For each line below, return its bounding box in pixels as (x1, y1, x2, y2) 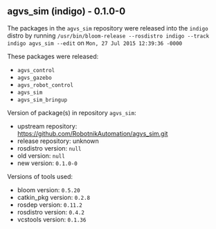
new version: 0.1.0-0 (17, 159, 78, 167)
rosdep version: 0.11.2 (17, 201, 83, 209)
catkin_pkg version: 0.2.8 (17, 193, 91, 201)
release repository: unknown (17, 137, 99, 145)
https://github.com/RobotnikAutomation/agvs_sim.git (17, 129, 168, 137)
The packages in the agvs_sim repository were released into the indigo (7, 24, 209, 32)
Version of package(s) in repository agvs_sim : (7, 108, 136, 117)
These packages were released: (7, 52, 99, 60)
